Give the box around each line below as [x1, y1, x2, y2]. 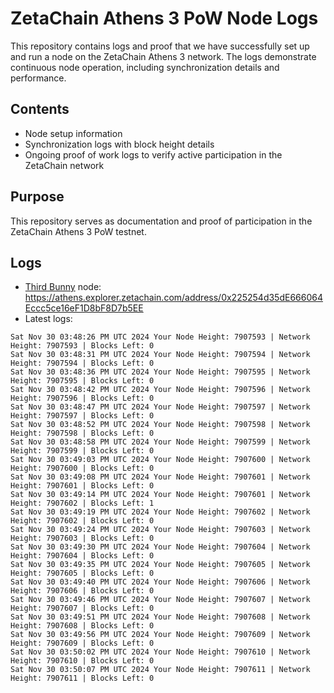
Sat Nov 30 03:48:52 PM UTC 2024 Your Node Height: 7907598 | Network [10, 420, 311, 430]
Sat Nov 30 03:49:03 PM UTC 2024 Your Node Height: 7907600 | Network [10, 455, 311, 465]
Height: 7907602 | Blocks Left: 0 [10, 516, 155, 526]
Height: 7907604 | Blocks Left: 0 [10, 551, 155, 561]
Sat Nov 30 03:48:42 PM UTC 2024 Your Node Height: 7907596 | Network [10, 385, 311, 395]
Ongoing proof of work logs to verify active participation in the [24, 148, 283, 161]
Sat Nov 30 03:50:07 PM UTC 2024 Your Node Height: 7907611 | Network [10, 665, 311, 675]
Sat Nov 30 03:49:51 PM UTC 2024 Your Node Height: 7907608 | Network [10, 612, 311, 622]
